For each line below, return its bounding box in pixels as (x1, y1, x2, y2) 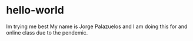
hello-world (6, 4, 65, 17)
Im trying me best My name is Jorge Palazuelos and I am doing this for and (6, 23, 188, 30)
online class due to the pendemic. (6, 29, 88, 36)
